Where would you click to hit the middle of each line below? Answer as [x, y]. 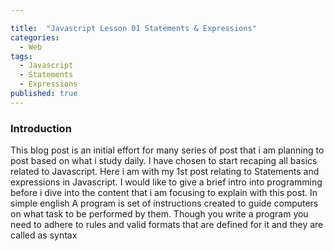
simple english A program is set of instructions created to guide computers [164, 203]
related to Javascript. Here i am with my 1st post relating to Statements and [165, 172]
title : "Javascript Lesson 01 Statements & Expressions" [133, 28]
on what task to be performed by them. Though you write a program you [159, 214]
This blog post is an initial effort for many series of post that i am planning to [167, 150]
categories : [35, 37]
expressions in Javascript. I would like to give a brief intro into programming [166, 182]
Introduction [41, 128]
